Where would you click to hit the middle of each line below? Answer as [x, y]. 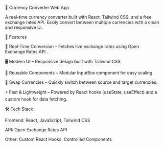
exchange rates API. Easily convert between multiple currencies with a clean [82, 22]
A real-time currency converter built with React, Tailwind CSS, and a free [78, 17]
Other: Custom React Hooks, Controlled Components [59, 139]
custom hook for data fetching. [36, 99]
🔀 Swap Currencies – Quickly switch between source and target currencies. [81, 82]
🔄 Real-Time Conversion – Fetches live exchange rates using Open [72, 46]
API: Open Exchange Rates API [36, 130]
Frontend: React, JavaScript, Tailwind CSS [48, 120]
